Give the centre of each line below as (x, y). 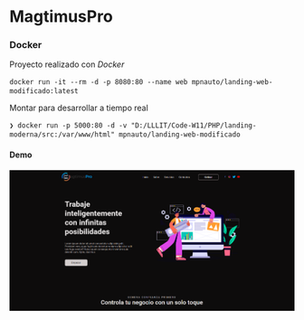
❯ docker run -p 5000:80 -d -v (68, 126)
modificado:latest (44, 91)
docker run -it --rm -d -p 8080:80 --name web (99, 82)
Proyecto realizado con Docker (67, 64)
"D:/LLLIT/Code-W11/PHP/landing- (194, 126)
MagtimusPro (61, 17)
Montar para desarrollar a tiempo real (79, 108)
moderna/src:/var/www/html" (62, 135)
